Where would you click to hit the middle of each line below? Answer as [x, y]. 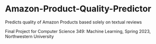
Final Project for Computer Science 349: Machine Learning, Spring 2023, [78, 31]
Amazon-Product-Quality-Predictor [78, 9]
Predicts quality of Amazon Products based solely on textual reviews [73, 22]
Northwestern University [30, 36]
